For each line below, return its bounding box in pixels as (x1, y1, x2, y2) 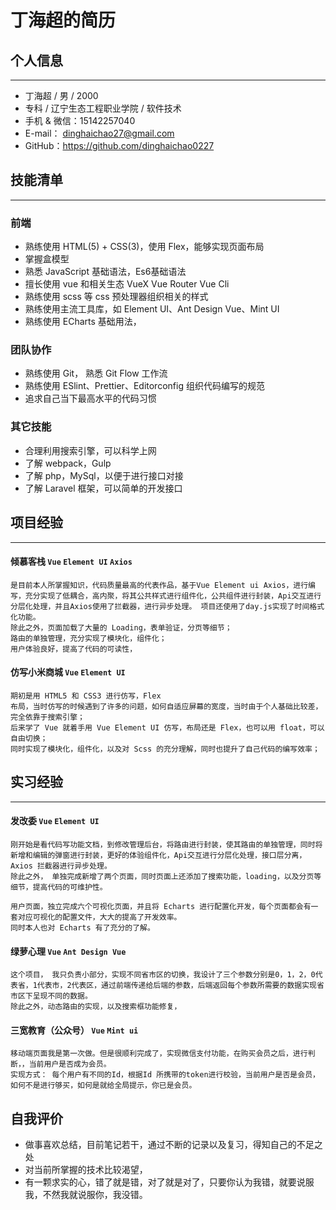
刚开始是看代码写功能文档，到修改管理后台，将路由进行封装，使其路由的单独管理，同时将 (10, 839, 323, 850)
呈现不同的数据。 (32, 991, 93, 1001)
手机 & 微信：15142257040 (24, 115, 136, 126)
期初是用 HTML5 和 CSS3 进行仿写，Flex (10, 691, 162, 701)
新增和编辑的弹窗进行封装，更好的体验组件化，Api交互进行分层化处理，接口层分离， (10, 850, 307, 860)
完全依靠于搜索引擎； (10, 712, 85, 722)
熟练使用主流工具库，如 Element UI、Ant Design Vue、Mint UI (24, 303, 280, 315)
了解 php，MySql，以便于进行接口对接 (24, 469, 184, 481)
